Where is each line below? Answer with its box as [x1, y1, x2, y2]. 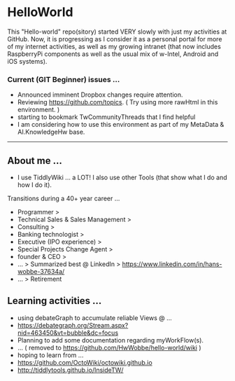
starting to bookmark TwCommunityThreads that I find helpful [17, 113, 196, 121]
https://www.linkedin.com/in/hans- [122, 260, 222, 268]
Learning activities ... [7, 295, 102, 307]
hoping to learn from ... [17, 351, 84, 359]
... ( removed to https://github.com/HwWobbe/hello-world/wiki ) [17, 343, 201, 352]
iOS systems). [7, 57, 48, 65]
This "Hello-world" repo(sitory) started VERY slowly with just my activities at [7, 27, 227, 36]
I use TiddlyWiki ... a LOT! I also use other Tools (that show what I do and [17, 173, 227, 182]
